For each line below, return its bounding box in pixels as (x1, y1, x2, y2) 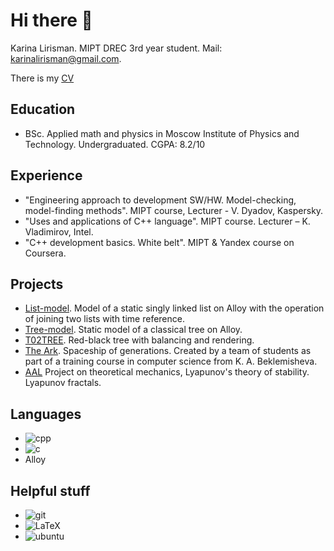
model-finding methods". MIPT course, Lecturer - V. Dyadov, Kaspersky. (24, 204, 324, 216)
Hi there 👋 (10, 9, 93, 32)
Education (10, 101, 76, 118)
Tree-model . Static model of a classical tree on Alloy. (24, 324, 243, 336)
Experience (10, 167, 83, 184)
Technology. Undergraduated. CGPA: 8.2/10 (24, 138, 206, 150)
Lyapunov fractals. (24, 377, 102, 389)
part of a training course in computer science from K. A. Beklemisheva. (24, 355, 318, 368)
